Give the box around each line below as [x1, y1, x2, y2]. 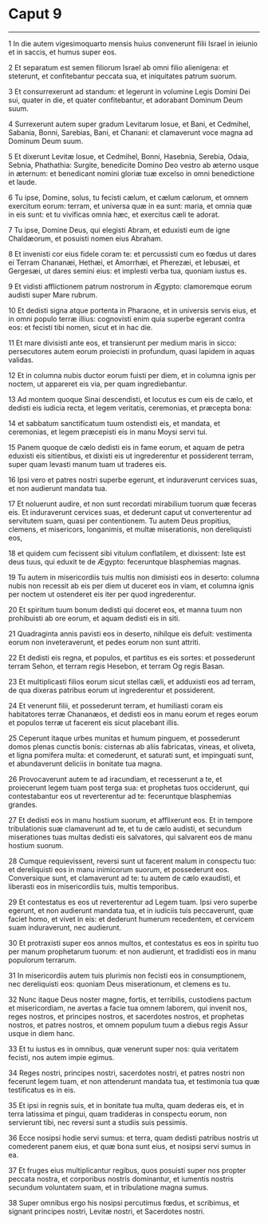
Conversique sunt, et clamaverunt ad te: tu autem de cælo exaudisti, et [8, 873, 241, 883]
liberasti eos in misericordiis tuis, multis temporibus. [8, 881, 179, 891]
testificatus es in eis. [8, 1085, 76, 1094]
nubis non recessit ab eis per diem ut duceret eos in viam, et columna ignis [8, 580, 254, 590]
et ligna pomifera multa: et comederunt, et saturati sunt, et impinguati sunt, [8, 750, 254, 760]
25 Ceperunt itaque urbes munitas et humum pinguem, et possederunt [8, 733, 241, 743]
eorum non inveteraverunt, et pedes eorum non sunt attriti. [8, 637, 201, 647]
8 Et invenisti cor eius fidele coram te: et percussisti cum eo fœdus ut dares [8, 249, 257, 258]
